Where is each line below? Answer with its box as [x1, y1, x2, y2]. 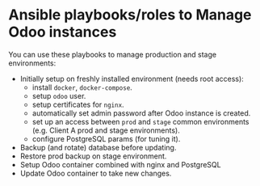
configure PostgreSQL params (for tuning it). [31, 133, 181, 143]
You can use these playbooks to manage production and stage [8, 49, 216, 59]
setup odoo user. [31, 91, 86, 100]
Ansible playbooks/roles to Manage [8, 6, 252, 24]
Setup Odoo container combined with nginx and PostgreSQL [19, 159, 221, 169]
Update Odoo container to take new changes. [19, 168, 172, 178]
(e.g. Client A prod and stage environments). [31, 125, 180, 135]
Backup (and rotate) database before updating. [19, 142, 177, 152]
